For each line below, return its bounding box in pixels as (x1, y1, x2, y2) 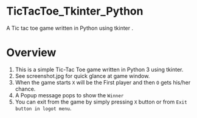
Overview (6, 46, 57, 60)
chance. (15, 85, 36, 92)
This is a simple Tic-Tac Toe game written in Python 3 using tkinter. (15, 66, 184, 73)
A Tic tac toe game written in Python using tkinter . (6, 24, 134, 32)
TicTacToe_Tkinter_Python (6, 4, 143, 18)
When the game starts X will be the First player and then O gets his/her (15, 78, 191, 86)
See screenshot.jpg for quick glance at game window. (15, 72, 150, 80)
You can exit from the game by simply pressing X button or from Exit (15, 98, 187, 105)
